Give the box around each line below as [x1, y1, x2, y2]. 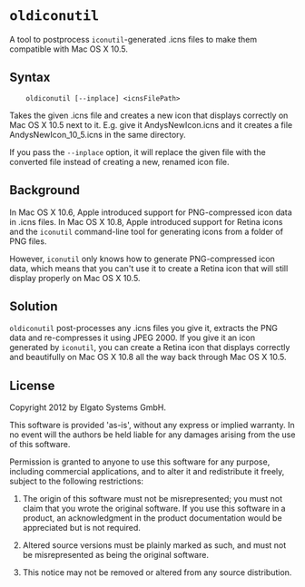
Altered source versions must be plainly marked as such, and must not [22, 540, 287, 551]
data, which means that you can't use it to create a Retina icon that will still [9, 262, 289, 274]
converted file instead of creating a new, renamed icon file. [9, 156, 230, 167]
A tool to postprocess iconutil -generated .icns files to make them [9, 34, 258, 44]
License [9, 377, 55, 393]
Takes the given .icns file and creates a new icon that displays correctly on [9, 110, 289, 121]
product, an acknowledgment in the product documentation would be [22, 513, 283, 523]
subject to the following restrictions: [9, 475, 143, 487]
